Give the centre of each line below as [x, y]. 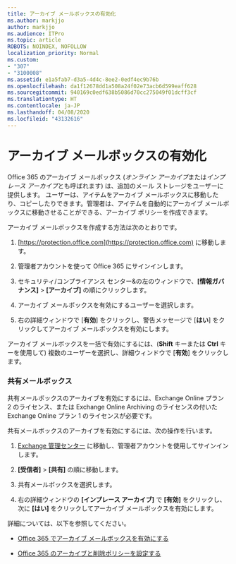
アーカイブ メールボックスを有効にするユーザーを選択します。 [107, 305]
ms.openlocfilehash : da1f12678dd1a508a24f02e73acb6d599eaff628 [102, 86]
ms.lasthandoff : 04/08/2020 [49, 112]
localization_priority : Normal [53, 54]
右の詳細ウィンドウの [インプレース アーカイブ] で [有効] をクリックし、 [122, 499]
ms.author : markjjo [36, 20]
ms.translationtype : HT [42, 100]
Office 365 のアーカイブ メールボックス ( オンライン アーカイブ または [107, 176]
